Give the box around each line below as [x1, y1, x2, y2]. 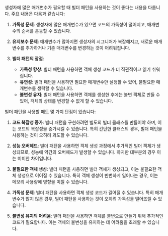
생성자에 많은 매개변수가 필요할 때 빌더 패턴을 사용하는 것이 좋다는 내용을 [5, 5, 147, 10]
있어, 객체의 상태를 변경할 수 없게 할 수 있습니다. [19, 98, 114, 104]
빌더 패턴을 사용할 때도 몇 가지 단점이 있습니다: [5, 109, 96, 115]
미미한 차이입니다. [17, 156, 53, 161]
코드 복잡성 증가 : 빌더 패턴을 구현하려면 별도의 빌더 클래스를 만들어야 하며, [12, 119, 157, 125]
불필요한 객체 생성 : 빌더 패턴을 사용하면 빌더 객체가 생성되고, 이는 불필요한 [12, 166, 157, 172]
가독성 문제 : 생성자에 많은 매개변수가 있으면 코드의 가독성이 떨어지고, [12, 22, 146, 27]
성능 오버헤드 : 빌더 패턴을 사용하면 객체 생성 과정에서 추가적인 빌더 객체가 [12, 143, 155, 149]
